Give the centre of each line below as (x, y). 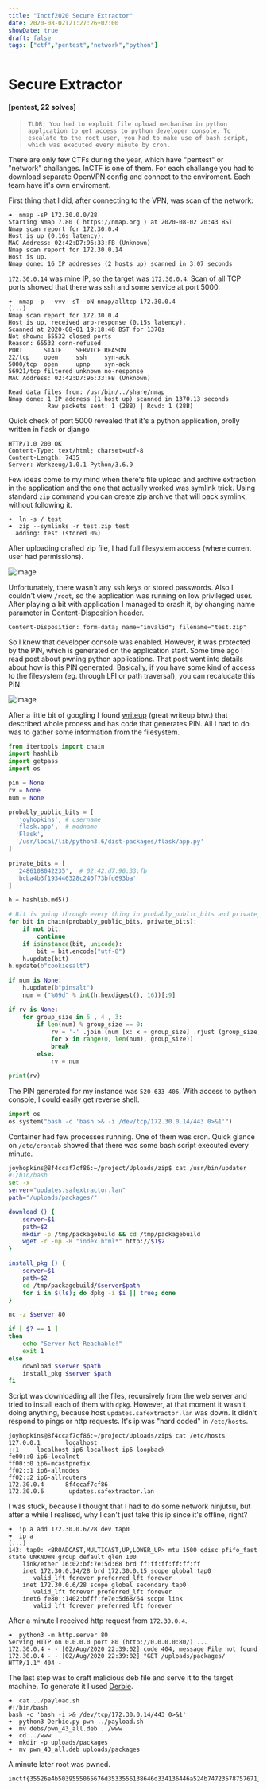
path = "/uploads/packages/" (53, 1198)
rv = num (65, 1062)
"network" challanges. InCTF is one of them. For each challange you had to (131, 168)
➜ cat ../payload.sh (44, 1701)
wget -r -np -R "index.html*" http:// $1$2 (94, 1242)
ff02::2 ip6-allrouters (48, 1478)
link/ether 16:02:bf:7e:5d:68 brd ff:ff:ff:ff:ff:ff (112, 1564)
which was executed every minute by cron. (99, 145)
